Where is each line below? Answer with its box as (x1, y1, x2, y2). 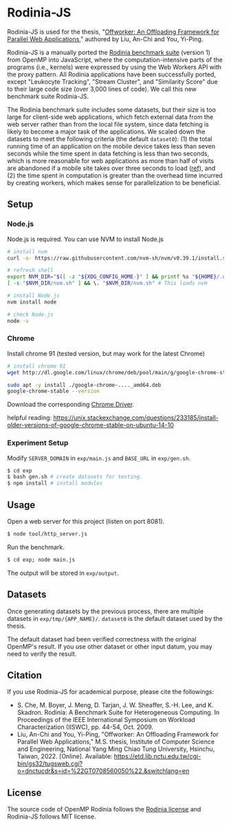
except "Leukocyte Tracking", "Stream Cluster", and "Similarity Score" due (7, 77, 218, 85)
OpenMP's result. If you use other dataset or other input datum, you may (7, 642, 213, 650)
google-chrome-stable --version (7, 388, 100, 395)
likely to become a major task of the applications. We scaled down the (7, 127, 206, 136)
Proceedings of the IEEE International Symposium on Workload (16, 716, 196, 724)
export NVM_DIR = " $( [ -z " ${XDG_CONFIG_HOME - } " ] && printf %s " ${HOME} (7, 273, 217, 280)
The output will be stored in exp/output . (7, 569, 119, 577)
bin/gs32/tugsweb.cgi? (16, 759, 83, 768)
